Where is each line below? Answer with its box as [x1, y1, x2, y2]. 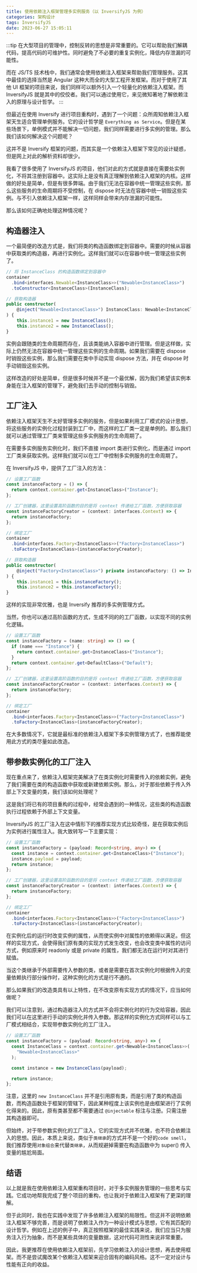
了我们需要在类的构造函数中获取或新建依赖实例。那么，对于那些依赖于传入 [6, 781, 186, 788]
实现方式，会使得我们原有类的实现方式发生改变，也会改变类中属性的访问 [16, 939, 191, 947]
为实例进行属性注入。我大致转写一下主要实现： [6, 828, 119, 835]
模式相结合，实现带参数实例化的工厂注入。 [11, 1021, 114, 1028]
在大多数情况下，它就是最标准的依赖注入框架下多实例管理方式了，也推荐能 [6, 730, 186, 737]
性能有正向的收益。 [6, 1261, 53, 1268]
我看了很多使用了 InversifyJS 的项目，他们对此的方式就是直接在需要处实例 [6, 165, 185, 172]
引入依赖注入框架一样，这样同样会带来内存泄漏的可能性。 [26, 194, 165, 201]
